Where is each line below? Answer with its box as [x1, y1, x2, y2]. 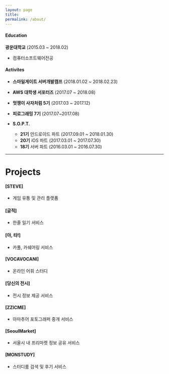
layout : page [5, 7, 33, 13]
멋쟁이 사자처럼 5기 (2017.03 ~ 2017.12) [12, 100, 91, 106]
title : [5, 12, 19, 17]
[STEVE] [5, 183, 24, 189]
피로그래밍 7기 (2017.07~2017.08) [12, 110, 79, 116]
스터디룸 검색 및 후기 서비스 [12, 363, 67, 369]
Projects [5, 166, 41, 178]
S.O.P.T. [12, 120, 30, 126]
